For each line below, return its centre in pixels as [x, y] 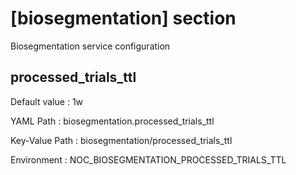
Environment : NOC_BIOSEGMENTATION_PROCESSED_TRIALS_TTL [148, 159]
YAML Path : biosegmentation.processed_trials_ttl [112, 121]
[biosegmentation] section [123, 18]
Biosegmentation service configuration [90, 46]
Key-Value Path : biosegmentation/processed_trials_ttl [121, 140]
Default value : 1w [47, 101]
